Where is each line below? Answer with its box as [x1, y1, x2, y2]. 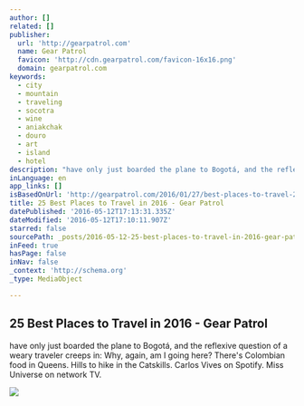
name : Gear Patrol [17, 47, 88, 56]
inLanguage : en [9, 173, 67, 182]
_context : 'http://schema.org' [9, 266, 128, 275]
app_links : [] [9, 182, 63, 191]
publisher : [9, 30, 51, 39]
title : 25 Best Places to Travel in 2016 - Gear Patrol [9, 198, 224, 208]
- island [17, 148, 51, 157]
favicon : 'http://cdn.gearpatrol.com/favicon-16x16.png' [17, 55, 237, 64]
